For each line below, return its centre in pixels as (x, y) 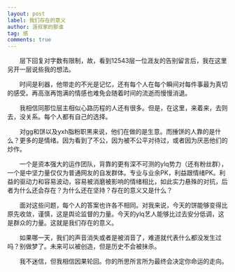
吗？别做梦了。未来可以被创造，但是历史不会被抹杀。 (84, 247)
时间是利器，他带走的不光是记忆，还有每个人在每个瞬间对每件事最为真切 (123, 84)
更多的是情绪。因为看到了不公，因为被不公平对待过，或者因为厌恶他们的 (123, 140)
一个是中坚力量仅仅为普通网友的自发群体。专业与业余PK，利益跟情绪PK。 (113, 173)
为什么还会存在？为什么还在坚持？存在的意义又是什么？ (93, 191)
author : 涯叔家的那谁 (36, 27)
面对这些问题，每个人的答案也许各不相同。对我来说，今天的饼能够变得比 (123, 205)
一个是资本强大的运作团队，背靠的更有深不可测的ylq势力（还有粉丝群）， (123, 164)
